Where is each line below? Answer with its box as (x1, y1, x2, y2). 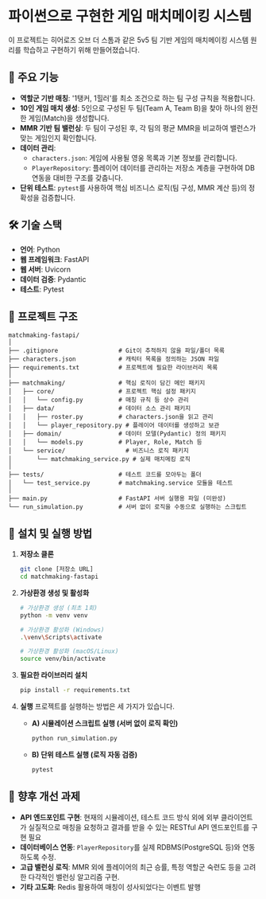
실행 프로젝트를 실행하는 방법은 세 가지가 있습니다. (19, 702, 175, 711)
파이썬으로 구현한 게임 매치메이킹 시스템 (8, 7, 253, 25)
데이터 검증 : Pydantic (19, 274, 87, 283)
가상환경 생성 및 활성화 (19, 588, 90, 597)
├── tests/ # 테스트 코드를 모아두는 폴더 (8, 471, 202, 479)
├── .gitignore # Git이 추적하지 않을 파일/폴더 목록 (8, 347, 225, 355)
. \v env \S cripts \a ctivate (19, 633, 102, 641)
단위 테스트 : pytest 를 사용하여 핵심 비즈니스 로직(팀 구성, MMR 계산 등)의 (19, 182, 248, 192)
